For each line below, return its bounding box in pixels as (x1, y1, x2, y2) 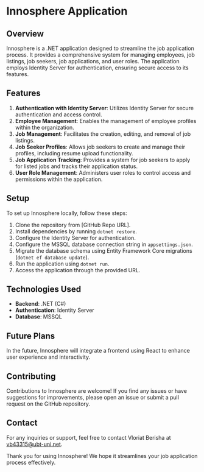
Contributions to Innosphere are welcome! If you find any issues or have (6, 387, 188, 395)
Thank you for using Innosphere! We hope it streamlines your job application (6, 452, 198, 459)
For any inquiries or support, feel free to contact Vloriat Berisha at (6, 434, 172, 441)
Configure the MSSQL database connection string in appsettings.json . (15, 241, 193, 248)
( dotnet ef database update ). (15, 253, 90, 261)
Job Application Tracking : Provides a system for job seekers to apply (15, 156, 191, 163)
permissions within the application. (15, 175, 103, 183)
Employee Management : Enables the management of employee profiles (15, 117, 197, 124)
